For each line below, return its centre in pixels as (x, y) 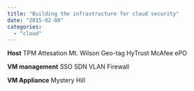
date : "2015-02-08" (36, 20)
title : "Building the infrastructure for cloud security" (93, 14)
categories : (24, 27)
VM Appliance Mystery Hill (46, 80)
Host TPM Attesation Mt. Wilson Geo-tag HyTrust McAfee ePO (97, 53)
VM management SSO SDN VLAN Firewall (68, 66)
